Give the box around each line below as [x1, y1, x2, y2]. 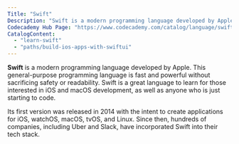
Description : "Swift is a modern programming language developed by [7, 17, 215, 24]
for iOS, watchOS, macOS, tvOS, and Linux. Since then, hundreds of [7, 115, 207, 123]
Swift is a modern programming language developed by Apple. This [7, 63, 206, 71]
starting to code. [7, 93, 56, 102]
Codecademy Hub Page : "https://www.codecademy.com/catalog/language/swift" [7, 24, 237, 31]
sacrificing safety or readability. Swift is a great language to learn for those [7, 78, 226, 86]
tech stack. [7, 130, 41, 138]
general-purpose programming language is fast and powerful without [7, 71, 211, 79]
